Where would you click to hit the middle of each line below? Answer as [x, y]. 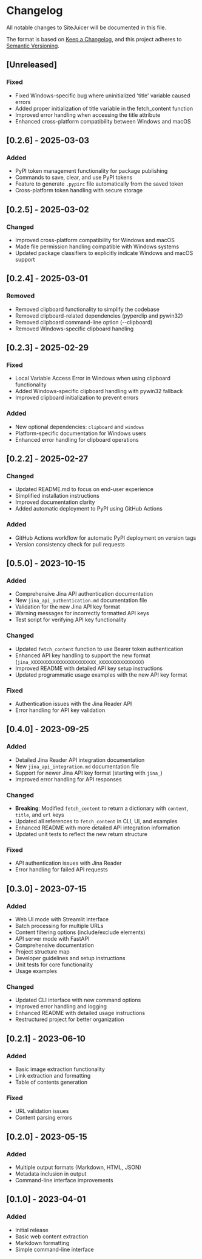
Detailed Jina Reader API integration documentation [80, 760]
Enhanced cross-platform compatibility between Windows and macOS [103, 121]
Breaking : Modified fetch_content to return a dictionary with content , [102, 808]
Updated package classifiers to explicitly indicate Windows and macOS [104, 253]
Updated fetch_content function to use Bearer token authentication [99, 649]
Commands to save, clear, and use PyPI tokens [74, 178]
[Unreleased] [32, 65]
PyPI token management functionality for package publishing [91, 171]
